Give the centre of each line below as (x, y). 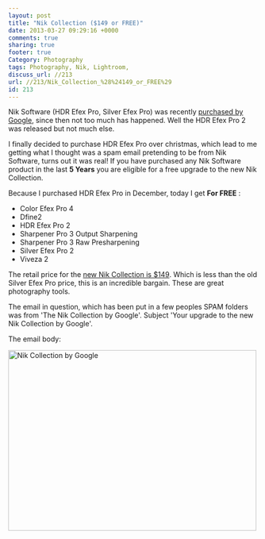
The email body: (35, 339)
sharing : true (32, 45)
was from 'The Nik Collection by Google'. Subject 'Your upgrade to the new (131, 315)
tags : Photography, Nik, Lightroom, (69, 67)
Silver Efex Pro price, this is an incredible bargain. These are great (116, 283)
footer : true (30, 52)
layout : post (30, 15)
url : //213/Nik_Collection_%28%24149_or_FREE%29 (90, 82)
